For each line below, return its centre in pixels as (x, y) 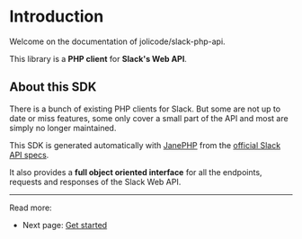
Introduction (57, 17)
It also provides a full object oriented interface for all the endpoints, (136, 172)
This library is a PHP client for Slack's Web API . (98, 58)
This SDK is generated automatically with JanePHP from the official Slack (145, 145)
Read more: (31, 208)
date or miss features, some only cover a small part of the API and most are (149, 118)
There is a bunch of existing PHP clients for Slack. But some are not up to (145, 109)
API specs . (29, 155)
